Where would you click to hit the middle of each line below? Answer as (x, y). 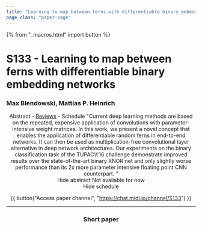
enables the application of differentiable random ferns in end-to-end (101, 135)
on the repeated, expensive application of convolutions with (86, 122)
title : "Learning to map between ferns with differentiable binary (93, 12)
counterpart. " (101, 173)
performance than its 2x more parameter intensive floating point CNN (101, 167)
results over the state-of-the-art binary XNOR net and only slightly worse (101, 160)
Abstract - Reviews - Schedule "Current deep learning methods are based (101, 116)
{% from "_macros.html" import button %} (58, 34)
